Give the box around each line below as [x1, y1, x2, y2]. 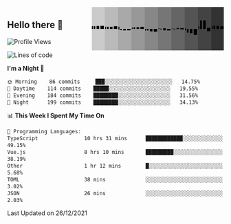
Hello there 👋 [7, 19, 64, 31]
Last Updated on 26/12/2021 [7, 209, 87, 217]
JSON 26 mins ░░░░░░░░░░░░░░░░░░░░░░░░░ [7, 190, 223, 197]
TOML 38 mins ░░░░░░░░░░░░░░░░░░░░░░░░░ [7, 176, 223, 183]
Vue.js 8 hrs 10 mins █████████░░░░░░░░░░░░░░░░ [7, 148, 223, 155]
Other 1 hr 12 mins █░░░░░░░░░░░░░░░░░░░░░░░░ [7, 162, 223, 169]
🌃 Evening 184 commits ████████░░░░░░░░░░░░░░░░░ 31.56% [7, 92, 198, 99]
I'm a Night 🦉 [7, 64, 45, 72]
